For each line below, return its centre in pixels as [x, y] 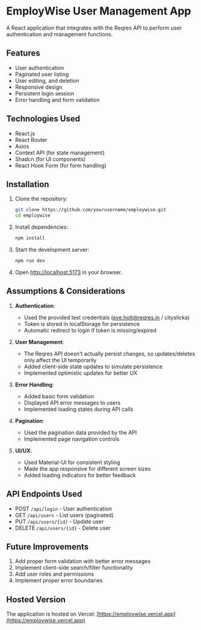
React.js [25, 133]
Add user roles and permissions [54, 574]
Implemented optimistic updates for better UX [81, 373]
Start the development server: [52, 250]
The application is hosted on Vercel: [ [53, 614]
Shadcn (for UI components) [50, 159]
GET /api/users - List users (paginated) [64, 515]
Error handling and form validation [57, 100]
